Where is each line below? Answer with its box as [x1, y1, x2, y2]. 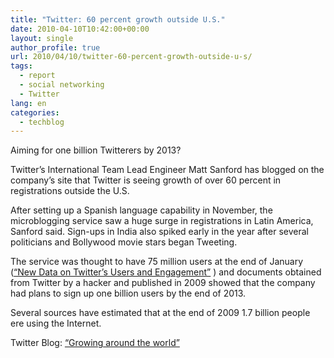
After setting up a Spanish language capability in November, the [10, 204, 273, 216]
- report [19, 71, 56, 81]
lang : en [10, 98, 47, 108]
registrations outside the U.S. [10, 185, 130, 197]
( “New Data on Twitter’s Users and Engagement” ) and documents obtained [10, 266, 322, 278]
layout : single [10, 33, 74, 43]
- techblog [19, 117, 65, 127]
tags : [10, 61, 33, 71]
